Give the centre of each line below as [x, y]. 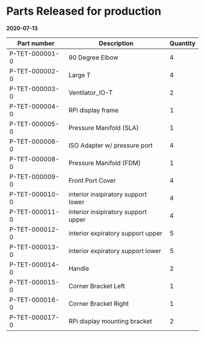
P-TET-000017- [34, 317]
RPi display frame [94, 110]
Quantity [183, 43]
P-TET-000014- [34, 264]
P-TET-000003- [34, 89]
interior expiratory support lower [115, 251]
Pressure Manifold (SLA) [104, 128]
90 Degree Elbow [94, 57]
